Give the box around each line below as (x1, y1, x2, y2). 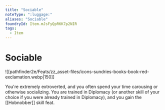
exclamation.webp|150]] (5, 73, 55, 80)
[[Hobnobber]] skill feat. (5, 99, 55, 105)
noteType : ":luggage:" (5, 12, 52, 17)
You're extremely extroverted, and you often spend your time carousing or (5, 83, 158, 89)
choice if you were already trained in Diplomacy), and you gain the (5, 94, 142, 100)
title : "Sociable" (5, 7, 43, 12)
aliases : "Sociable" (5, 16, 48, 21)
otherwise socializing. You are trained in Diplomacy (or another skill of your (5, 88, 160, 95)
